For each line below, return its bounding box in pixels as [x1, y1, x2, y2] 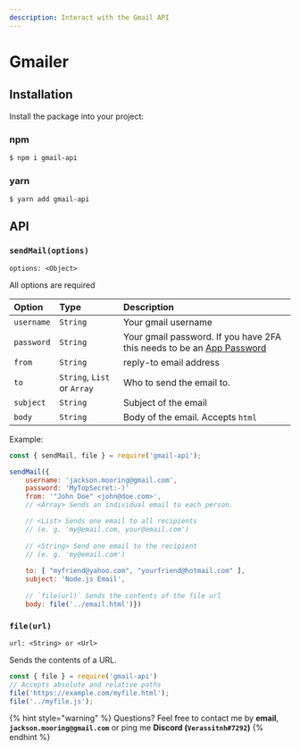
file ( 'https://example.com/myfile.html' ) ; [9, 688, 170, 697]
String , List [59, 370, 110, 383]
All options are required [9, 279, 96, 291]
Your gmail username [123, 316, 212, 328]
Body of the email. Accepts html [123, 410, 257, 423]
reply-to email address [123, 356, 221, 368]
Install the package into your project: [9, 111, 145, 122]
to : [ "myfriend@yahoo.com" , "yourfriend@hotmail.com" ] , [25, 567, 246, 576]
